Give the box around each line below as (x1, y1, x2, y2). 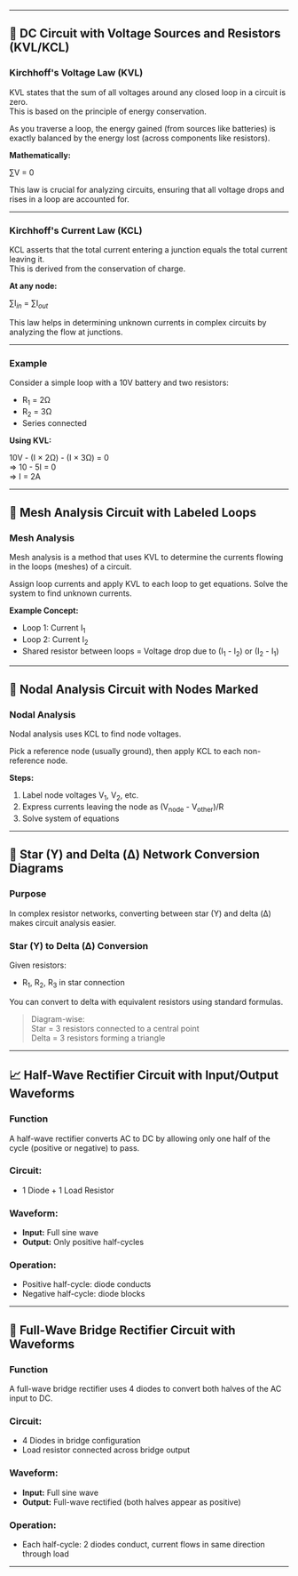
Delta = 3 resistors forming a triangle (30, 1033, 166, 1043)
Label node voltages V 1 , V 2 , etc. (21, 790, 139, 803)
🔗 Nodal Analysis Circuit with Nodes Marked (9, 682, 259, 697)
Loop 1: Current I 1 (21, 623, 86, 636)
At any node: (9, 280, 58, 291)
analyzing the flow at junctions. (9, 326, 123, 337)
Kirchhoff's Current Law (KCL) (9, 224, 143, 237)
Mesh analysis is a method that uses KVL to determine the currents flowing (9, 552, 284, 563)
